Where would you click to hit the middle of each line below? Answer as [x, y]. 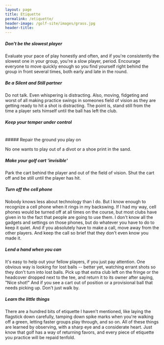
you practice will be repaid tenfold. [40, 337]
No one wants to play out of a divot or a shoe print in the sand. [68, 149]
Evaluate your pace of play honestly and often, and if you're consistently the [82, 56]
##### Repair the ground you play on [43, 140]
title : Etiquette [23, 14]
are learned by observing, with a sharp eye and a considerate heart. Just [79, 327]
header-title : [20, 28]
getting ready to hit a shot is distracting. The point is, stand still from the [78, 106]
